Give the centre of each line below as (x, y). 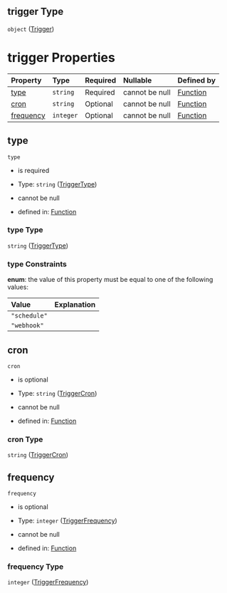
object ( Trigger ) (31, 28)
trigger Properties (61, 58)
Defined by (196, 80)
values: (18, 287)
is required (33, 170)
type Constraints (37, 264)
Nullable (138, 80)
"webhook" (27, 326)
